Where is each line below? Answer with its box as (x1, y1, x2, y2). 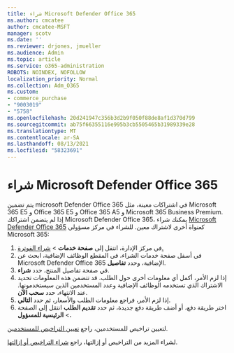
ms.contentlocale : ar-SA (7, 134, 80, 141)
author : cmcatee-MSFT (7, 23, 71, 30)
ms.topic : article (7, 56, 61, 63)
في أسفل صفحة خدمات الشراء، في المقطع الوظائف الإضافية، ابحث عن (17, 251, 203, 259)
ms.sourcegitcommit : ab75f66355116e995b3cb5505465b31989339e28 (7, 120, 196, 128)
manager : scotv (7, 29, 52, 37)
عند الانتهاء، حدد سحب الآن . (17, 288, 88, 296)
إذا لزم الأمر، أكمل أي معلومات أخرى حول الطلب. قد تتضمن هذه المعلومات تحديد (17, 273, 227, 282)
